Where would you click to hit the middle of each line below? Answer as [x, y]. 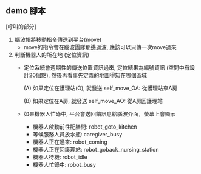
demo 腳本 [26, 11]
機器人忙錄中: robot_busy [64, 164]
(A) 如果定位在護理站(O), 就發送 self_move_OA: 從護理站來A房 [101, 88]
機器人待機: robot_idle [60, 157]
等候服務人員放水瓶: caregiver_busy [77, 134]
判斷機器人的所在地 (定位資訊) [52, 55]
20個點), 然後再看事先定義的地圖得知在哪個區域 [88, 75]
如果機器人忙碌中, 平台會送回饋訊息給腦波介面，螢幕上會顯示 [100, 113]
